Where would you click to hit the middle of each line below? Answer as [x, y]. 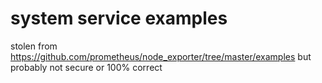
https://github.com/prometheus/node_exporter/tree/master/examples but [161, 56]
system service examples [119, 18]
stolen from [34, 46]
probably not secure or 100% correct [86, 67]
